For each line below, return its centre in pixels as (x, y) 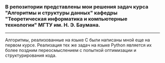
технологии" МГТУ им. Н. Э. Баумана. (53, 25)
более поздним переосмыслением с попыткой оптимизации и (71, 50)
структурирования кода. (31, 55)
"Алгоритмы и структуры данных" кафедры (61, 13)
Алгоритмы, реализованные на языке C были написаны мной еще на (78, 40)
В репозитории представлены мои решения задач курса (77, 7)
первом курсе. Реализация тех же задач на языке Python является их (79, 45)
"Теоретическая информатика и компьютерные (66, 19)
